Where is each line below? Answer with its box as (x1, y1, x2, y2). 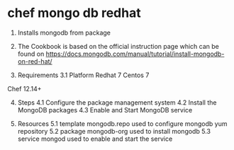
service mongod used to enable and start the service (17, 134, 173, 143)
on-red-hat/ (17, 57, 52, 65)
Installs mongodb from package (17, 28, 111, 37)
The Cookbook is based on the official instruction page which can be (17, 42, 220, 50)
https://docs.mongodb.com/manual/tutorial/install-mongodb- (45, 50, 225, 58)
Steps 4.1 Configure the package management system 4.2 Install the (17, 98, 217, 107)
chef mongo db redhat (7, 5, 141, 21)
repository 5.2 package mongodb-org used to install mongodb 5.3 (17, 127, 211, 135)
